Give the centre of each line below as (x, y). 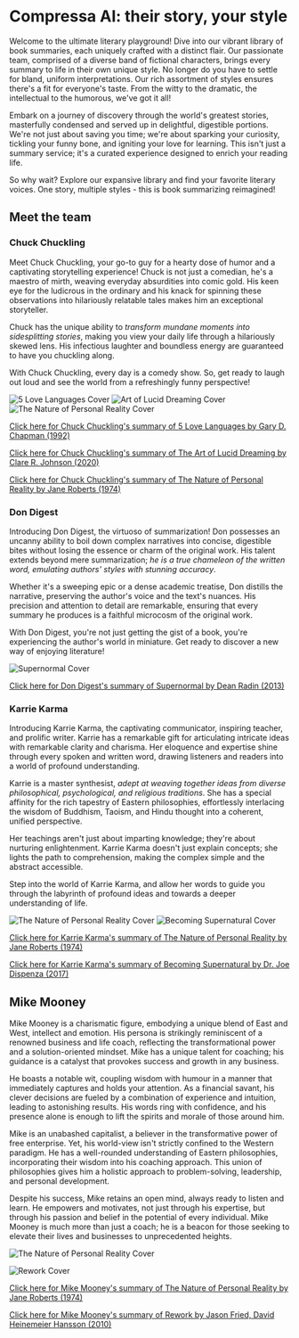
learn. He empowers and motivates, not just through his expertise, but (137, 1208)
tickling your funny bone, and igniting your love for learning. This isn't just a (148, 144)
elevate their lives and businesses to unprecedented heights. (121, 1236)
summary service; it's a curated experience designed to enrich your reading (149, 152)
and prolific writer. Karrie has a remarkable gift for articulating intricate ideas (149, 738)
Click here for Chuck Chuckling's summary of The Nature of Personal (137, 480)
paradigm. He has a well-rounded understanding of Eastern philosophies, (144, 1153)
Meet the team (50, 217)
